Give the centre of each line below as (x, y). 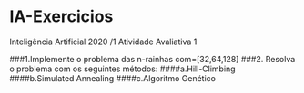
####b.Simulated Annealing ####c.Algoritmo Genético (113, 78)
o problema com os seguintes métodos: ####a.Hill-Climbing (122, 69)
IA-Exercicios (61, 17)
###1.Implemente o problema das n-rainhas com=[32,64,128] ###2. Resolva (152, 59)
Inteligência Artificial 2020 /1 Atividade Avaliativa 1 (103, 42)
